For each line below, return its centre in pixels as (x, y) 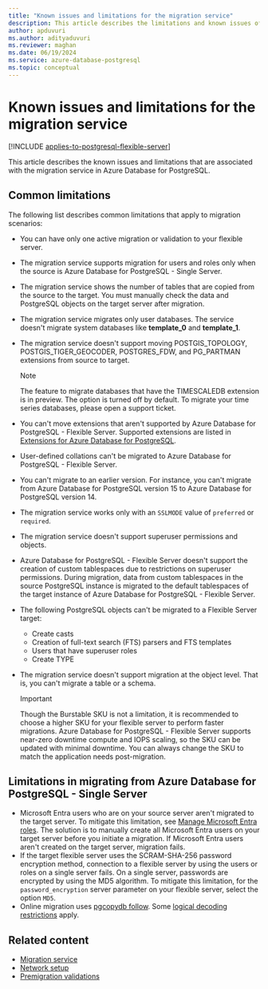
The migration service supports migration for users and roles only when (138, 262)
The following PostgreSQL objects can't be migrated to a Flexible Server (138, 610)
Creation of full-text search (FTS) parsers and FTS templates (132, 642)
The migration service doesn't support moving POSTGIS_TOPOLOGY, (134, 343)
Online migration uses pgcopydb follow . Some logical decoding (123, 907)
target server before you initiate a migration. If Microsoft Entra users (132, 839)
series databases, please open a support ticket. (98, 407)
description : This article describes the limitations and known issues (130, 23)
